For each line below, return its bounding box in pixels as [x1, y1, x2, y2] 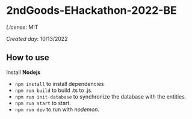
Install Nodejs [6, 69, 41, 76]
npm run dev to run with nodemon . [14, 106, 99, 113]
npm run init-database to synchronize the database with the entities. [14, 93, 187, 100]
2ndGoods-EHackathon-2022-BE [6, 4, 177, 17]
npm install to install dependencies [14, 80, 104, 87]
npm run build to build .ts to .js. [14, 87, 93, 94]
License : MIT [6, 23, 39, 31]
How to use [6, 52, 49, 63]
